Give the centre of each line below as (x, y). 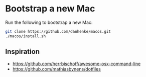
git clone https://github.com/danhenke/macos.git (58, 31)
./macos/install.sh (26, 36)
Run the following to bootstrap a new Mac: (49, 22)
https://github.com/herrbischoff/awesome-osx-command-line (77, 64)
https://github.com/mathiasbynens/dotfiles (57, 69)
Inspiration (23, 52)
